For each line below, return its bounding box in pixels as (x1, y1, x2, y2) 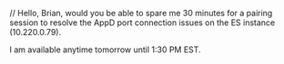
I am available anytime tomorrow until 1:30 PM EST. (9, 44, 202, 55)
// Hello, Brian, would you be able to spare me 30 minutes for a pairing (9, 8, 273, 18)
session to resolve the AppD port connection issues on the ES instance (9, 17, 276, 28)
